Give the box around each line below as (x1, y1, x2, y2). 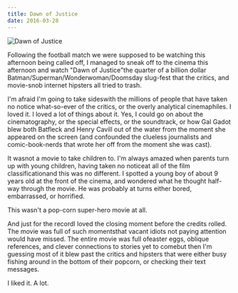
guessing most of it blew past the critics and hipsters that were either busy (7, 250, 227, 258)
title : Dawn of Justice (7, 10, 78, 18)
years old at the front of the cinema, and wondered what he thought (7, 176, 207, 185)
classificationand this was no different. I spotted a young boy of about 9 (7, 169, 219, 178)
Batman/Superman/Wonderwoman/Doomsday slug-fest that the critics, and (7, 73, 229, 82)
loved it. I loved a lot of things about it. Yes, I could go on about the (7, 110, 204, 118)
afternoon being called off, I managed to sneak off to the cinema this (7, 58, 209, 66)
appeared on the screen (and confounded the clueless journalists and (7, 133, 212, 141)
